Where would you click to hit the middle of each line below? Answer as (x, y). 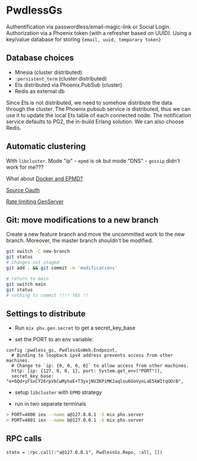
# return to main (28, 278)
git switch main (26, 284)
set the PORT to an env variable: (54, 340)
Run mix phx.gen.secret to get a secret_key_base (75, 328)
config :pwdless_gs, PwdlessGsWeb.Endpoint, (62, 350)
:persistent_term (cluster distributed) (61, 78)
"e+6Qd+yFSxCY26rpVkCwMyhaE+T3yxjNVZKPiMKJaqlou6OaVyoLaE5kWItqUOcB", (95, 382)
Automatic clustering (46, 147)
